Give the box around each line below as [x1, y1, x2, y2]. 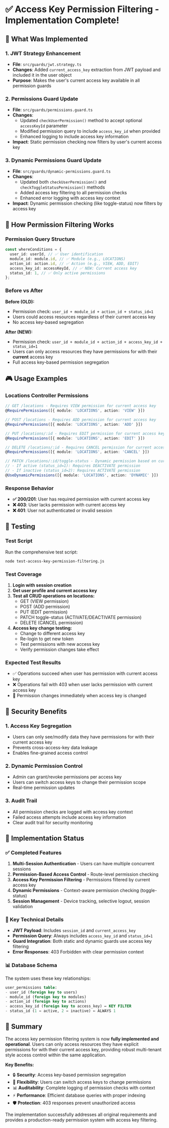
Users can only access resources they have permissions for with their [12, 348, 157, 354]
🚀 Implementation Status [5, 834, 84, 842]
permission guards [12, 82, 52, 89]
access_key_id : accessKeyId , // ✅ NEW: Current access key [10, 266, 137, 271]
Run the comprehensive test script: [5, 549, 78, 555]
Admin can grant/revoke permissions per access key [12, 774, 122, 780]
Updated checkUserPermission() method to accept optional [20, 118, 142, 124]
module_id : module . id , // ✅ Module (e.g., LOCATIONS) [10, 256, 126, 261]
